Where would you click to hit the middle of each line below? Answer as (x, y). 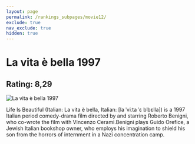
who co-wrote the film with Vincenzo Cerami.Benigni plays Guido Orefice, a (98, 122)
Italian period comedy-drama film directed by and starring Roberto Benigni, (97, 116)
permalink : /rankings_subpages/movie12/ (57, 17)
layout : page (22, 11)
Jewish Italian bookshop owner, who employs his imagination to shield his (96, 128)
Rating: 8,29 (29, 84)
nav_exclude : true (29, 28)
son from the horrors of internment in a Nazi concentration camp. (85, 135)
